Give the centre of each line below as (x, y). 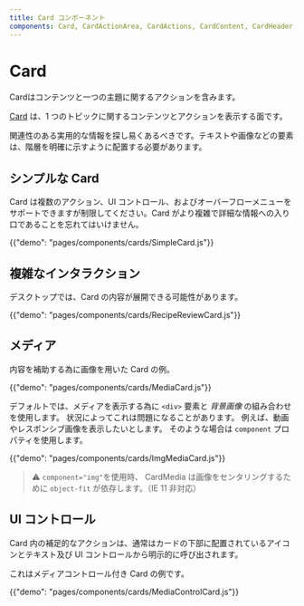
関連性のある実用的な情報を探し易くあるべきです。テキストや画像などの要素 (152, 136)
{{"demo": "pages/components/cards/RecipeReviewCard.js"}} (125, 315)
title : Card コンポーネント (57, 18)
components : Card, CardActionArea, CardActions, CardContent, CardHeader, (153, 26)
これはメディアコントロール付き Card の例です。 (100, 573)
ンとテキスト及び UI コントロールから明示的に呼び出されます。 (126, 554)
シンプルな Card (54, 178)
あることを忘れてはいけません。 (84, 225)
